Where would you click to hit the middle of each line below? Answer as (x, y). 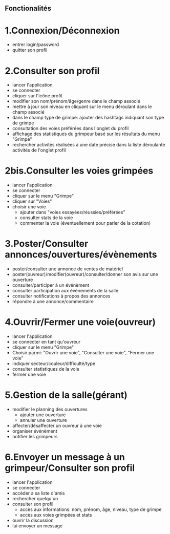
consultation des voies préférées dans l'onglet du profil (70, 129)
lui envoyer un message (37, 526)
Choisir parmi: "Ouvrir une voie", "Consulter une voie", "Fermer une (83, 353)
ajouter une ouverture (43, 415)
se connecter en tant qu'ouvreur (46, 342)
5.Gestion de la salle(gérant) (66, 395)
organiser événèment (35, 431)
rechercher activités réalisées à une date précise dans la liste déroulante (89, 145)
